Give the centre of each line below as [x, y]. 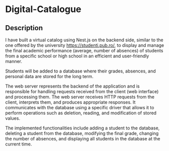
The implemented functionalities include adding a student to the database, [82, 128]
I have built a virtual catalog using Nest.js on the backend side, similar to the [84, 40]
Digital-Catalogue [43, 9]
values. [13, 118]
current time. [19, 144]
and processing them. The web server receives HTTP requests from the [80, 97]
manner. [14, 61]
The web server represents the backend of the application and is [72, 86]
